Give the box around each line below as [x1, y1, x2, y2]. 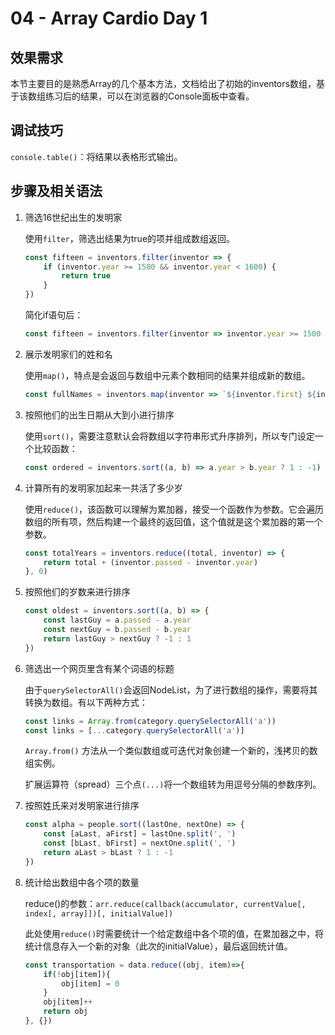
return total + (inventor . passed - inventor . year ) [43, 557, 259, 567]
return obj [43, 1007, 89, 1017]
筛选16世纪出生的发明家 [24, 211, 123, 223]
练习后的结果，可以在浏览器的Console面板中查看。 [44, 90, 255, 102]
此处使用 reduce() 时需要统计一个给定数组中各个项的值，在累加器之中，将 [24, 927, 325, 939]
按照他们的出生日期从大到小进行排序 [24, 408, 175, 421]
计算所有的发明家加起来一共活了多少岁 [24, 482, 183, 494]
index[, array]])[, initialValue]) [24, 908, 174, 919]
